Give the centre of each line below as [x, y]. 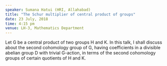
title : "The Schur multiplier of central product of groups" [70, 14]
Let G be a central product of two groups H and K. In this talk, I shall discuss [84, 42]
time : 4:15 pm [20, 24]
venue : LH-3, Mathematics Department [45, 28]
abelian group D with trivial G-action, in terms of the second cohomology [80, 53]
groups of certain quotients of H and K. [46, 58]
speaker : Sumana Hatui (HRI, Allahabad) [48, 10]
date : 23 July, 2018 [27, 19]
